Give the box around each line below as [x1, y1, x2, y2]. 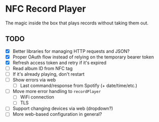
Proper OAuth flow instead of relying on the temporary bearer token [12, 54, 154, 60]
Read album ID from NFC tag [12, 65, 73, 71]
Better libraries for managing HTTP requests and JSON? [12, 48, 130, 54]
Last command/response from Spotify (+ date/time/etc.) [20, 82, 138, 89]
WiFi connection [20, 94, 55, 100]
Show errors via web [12, 77, 56, 83]
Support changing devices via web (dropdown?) [12, 105, 113, 112]
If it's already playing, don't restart [12, 71, 85, 77]
